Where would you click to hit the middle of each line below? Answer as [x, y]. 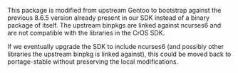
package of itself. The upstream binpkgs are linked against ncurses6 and [114, 25]
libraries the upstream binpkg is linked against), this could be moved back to [119, 54]
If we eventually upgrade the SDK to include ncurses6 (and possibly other [116, 46]
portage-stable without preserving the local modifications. [93, 62]
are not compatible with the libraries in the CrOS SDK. [86, 33]
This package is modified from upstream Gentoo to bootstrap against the [114, 10]
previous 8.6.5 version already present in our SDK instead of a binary [109, 18]
